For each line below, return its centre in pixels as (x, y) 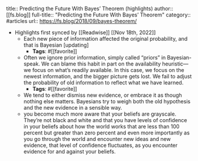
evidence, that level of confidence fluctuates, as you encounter (100, 145)
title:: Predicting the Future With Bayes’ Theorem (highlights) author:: (90, 9)
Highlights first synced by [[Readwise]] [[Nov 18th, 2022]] (85, 32)
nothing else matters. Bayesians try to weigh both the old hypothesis (107, 101)
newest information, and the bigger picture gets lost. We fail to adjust (108, 76)
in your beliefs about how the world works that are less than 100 (101, 126)
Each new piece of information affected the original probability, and (106, 39)
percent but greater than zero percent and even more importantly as (107, 133)
